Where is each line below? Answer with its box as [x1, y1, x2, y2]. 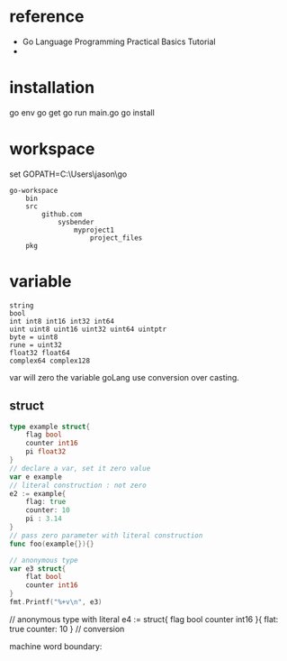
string [9, 300, 34, 310]
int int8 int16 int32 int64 [9, 317, 115, 326]
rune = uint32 [9, 340, 63, 349]
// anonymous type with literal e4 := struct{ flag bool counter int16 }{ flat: [9, 613, 279, 624]
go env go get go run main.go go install [9, 106, 155, 118]
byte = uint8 [9, 332, 58, 342]
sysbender [57, 217, 94, 226]
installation [9, 78, 95, 98]
